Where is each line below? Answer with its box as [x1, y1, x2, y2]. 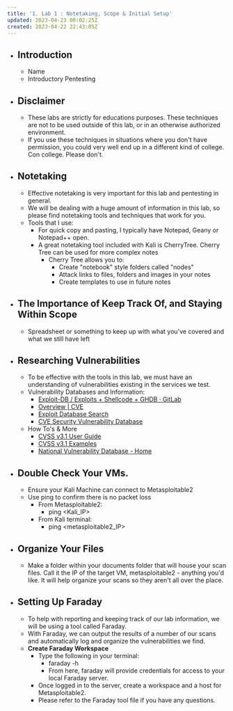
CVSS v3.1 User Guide [38, 432, 102, 440]
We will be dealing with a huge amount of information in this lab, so [27, 203, 220, 212]
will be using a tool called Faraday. [27, 622, 127, 630]
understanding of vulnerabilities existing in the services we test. [27, 381, 211, 389]
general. [27, 196, 52, 205]
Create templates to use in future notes [58, 278, 171, 286]
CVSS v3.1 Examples [38, 440, 97, 448]
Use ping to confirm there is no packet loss [27, 493, 152, 502]
